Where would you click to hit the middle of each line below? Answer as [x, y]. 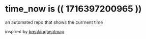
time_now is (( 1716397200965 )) [73, 9]
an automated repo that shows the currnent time [54, 22]
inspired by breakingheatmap [35, 31]
